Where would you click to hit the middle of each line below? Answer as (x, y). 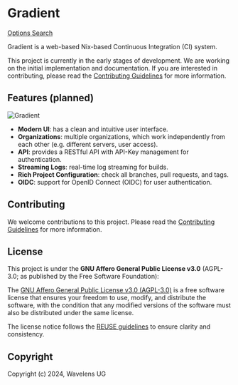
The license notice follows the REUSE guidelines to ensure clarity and (109, 327)
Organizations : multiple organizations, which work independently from (121, 136)
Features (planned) (51, 98)
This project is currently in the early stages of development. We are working (118, 60)
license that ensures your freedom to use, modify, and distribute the (107, 298)
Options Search (30, 33)
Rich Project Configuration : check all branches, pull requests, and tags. (123, 174)
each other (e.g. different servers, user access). (88, 144)
